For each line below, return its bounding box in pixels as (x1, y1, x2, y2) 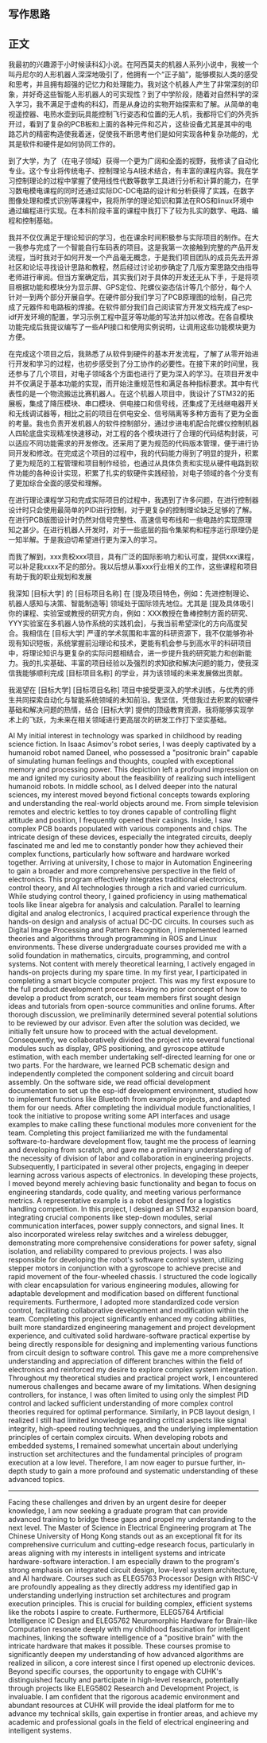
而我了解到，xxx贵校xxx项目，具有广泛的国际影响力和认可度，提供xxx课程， (8, 552, 258, 562)
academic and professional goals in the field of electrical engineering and (8, 1718, 249, 1727)
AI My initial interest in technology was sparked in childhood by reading (8, 731, 242, 741)
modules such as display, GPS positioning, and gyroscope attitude (8, 1044, 225, 1053)
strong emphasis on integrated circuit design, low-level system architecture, (8, 1566, 257, 1575)
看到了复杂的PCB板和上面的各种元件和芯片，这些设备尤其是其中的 (29, 119, 246, 129)
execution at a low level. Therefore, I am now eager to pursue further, (8, 1458, 235, 1468)
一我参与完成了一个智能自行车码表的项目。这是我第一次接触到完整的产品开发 (8, 243, 259, 252)
